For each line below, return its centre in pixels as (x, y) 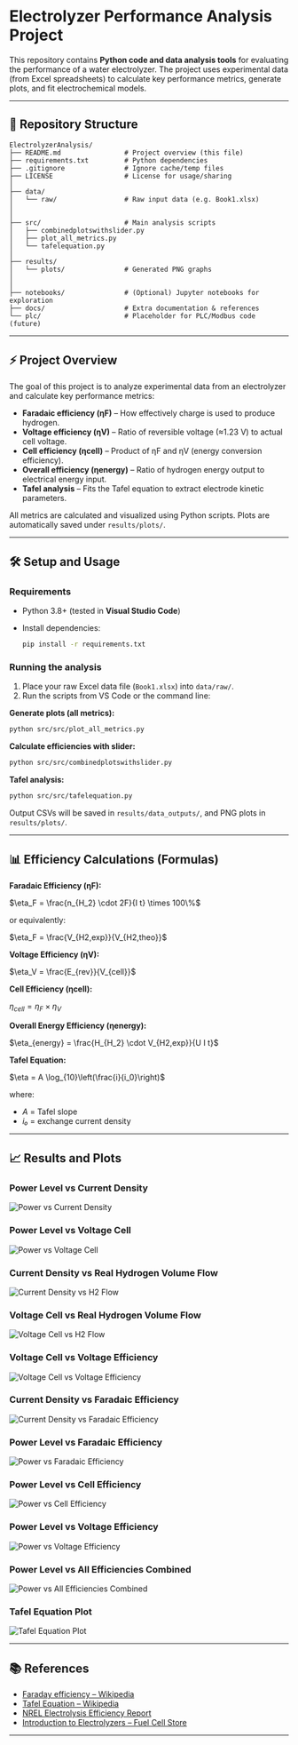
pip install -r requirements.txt (84, 645)
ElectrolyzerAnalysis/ (51, 145)
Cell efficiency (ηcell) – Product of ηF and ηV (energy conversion (142, 450)
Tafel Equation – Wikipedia (71, 1704)
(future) (25, 323)
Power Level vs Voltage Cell (70, 1231)
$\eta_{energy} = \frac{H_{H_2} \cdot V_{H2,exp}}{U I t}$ (114, 1042)
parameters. (44, 498)
